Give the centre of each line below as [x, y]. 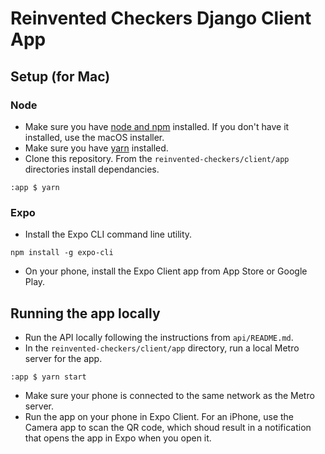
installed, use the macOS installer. [94, 137]
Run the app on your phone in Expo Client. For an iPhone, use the [159, 416]
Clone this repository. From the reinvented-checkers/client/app [157, 158]
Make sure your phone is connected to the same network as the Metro [169, 395]
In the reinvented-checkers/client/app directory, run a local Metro [162, 348]
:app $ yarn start [48, 377]
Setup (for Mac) [60, 76]
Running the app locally [85, 313]
